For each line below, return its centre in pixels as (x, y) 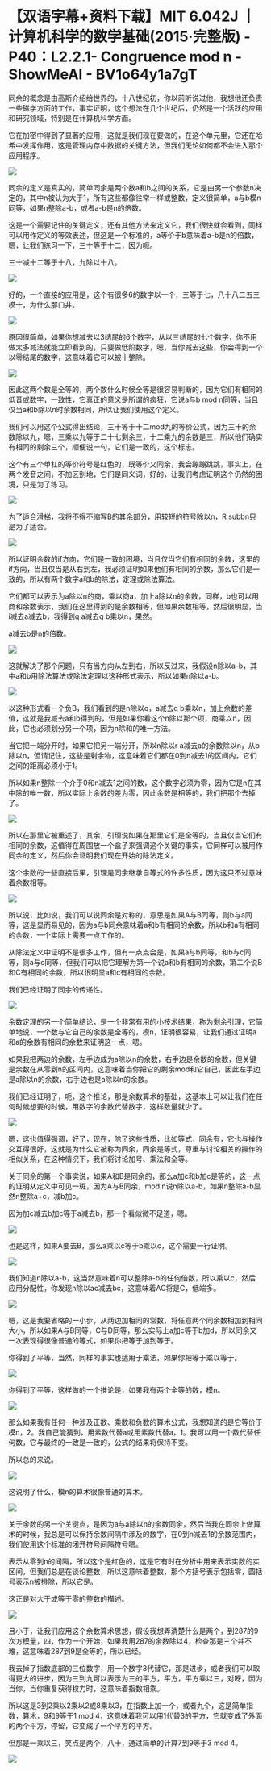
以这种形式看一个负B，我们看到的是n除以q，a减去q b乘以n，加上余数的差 (130, 708)
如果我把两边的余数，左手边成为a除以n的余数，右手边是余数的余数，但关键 (133, 1059)
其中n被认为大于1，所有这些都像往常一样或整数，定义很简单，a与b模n (145, 198)
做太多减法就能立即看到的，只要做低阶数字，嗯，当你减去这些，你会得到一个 (135, 347)
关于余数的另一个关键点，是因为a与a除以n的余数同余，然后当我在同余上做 (131, 1524)
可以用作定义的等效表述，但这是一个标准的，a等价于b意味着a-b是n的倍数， (133, 235)
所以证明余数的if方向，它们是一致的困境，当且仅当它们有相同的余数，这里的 (134, 558)
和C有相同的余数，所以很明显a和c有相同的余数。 (90, 972)
